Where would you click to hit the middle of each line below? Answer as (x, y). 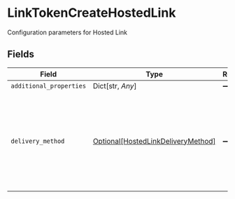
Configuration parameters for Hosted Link (67, 32)
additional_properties (48, 86)
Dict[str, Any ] (115, 85)
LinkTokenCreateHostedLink (92, 13)
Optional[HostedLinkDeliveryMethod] (154, 141)
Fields (21, 54)
